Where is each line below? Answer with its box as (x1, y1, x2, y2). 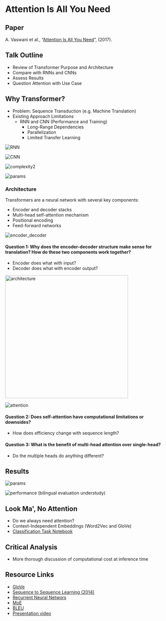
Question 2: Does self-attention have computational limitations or (5, 413, 144, 420)
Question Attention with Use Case (12, 80, 82, 86)
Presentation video (12, 610, 51, 616)
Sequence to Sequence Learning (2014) (12, 589, 95, 595)
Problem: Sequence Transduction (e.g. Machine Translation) (12, 108, 136, 114)
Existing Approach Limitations (12, 113, 74, 119)
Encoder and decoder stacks (12, 206, 72, 213)
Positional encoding (12, 217, 53, 223)
